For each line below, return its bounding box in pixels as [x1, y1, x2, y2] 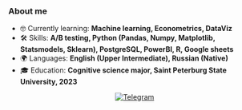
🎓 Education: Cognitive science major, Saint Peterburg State [19, 65, 227, 75]
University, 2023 [19, 77, 78, 87]
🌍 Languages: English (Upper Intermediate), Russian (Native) [19, 53, 228, 63]
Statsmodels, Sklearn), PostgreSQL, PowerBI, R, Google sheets [19, 45, 234, 54]
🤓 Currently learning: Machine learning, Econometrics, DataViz [19, 24, 232, 33]
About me [8, 6, 48, 17]
